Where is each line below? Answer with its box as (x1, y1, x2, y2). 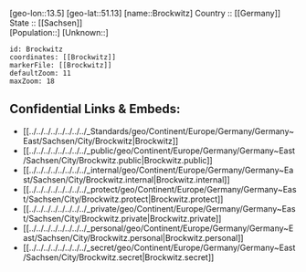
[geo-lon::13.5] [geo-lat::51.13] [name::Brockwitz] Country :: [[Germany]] (9, 8, 281, 18)
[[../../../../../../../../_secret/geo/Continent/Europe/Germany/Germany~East (22, 242, 296, 253)
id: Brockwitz (9, 45, 64, 54)
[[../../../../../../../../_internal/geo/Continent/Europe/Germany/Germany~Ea (22, 164, 294, 175)
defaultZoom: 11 (9, 68, 71, 78)
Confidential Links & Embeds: (9, 101, 181, 117)
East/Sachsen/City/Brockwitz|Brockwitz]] (22, 135, 179, 146)
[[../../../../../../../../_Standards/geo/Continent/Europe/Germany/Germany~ (22, 125, 295, 136)
